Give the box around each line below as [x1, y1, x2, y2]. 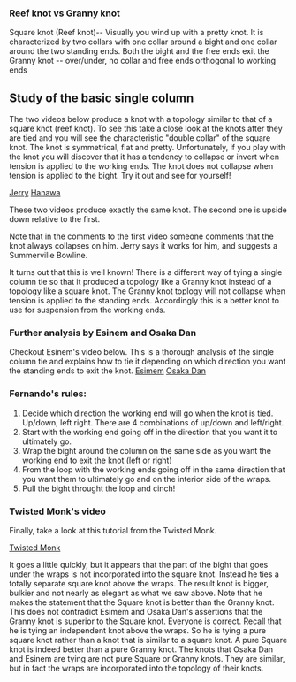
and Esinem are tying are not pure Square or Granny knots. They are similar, [9, 654, 285, 663]
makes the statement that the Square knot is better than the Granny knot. [9, 597, 275, 608]
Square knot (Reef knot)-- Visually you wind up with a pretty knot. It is [9, 27, 264, 38]
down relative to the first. [9, 214, 101, 225]
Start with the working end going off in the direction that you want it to [21, 426, 278, 437]
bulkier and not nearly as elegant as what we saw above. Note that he [9, 587, 263, 598]
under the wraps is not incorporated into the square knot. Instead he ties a [9, 569, 280, 579]
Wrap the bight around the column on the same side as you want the [21, 445, 272, 456]
